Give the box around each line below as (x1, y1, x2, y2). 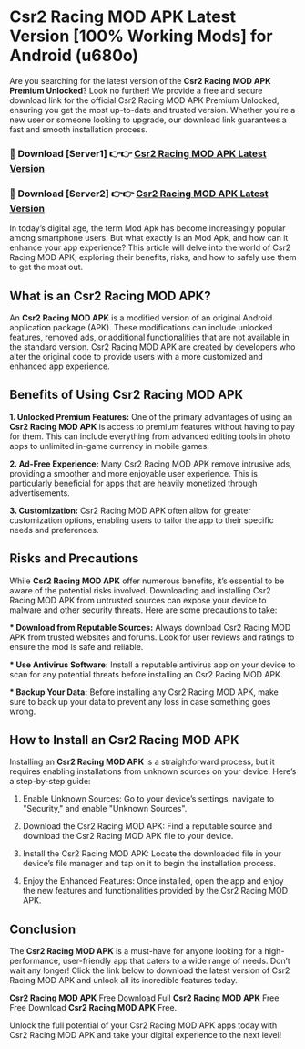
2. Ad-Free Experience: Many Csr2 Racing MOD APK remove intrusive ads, (9, 458, 293, 469)
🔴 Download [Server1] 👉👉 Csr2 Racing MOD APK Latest (9, 147, 267, 160)
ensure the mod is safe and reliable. (9, 641, 144, 652)
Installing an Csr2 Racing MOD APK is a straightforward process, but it (9, 756, 275, 768)
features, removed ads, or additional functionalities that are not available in (9, 331, 290, 342)
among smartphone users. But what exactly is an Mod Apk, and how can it (9, 233, 289, 244)
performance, (9, 956, 61, 967)
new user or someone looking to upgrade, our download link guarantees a (9, 114, 287, 125)
